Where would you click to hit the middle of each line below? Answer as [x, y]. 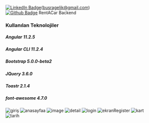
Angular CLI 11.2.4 [24, 49]
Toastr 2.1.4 [18, 86]
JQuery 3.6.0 [19, 73]
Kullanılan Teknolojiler [32, 25]
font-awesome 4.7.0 [26, 98]
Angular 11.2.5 [20, 37]
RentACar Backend [57, 13]
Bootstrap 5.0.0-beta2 [29, 61]
